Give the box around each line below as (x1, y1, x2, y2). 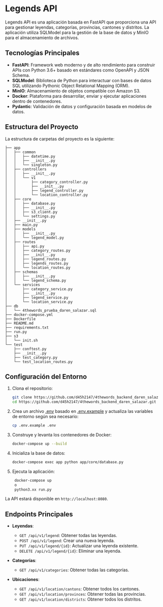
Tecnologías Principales (5, 49, 80, 57)
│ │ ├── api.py (5, 244, 45, 248)
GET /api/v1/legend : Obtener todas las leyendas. (19, 533, 118, 539)
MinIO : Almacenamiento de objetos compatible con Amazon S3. (12, 88, 141, 93)
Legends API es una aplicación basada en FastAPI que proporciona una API (5, 19, 157, 25)
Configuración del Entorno (5, 372, 87, 381)
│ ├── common (5, 150, 36, 155)
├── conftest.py (14, 346, 47, 351)
